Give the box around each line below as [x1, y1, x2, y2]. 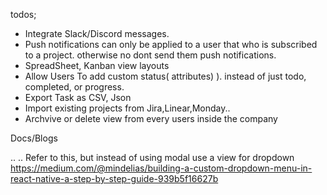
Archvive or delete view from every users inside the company [24, 113, 278, 124]
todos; [10, 9, 37, 20]
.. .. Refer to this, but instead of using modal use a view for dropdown [10, 152, 295, 163]
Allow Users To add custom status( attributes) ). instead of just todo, [24, 70, 307, 82]
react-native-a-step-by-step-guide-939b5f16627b [10, 173, 219, 184]
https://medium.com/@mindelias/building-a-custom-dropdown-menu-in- [10, 162, 313, 174]
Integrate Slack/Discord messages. [24, 28, 170, 39]
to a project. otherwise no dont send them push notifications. [24, 49, 277, 61]
